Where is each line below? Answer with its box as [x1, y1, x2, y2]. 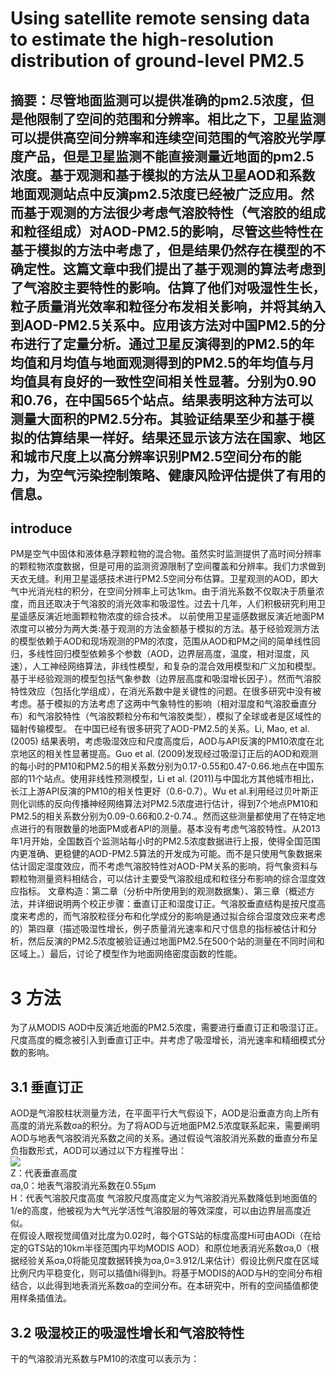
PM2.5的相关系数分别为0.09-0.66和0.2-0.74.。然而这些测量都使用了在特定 [10, 810, 317, 822]
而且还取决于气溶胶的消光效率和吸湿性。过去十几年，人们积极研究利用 [27, 598, 317, 610]
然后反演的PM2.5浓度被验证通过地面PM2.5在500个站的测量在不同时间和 [27, 935, 325, 947]
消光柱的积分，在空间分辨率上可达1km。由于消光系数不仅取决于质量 [36, 585, 316, 597]
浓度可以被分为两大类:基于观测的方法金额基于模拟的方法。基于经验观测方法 [10, 623, 320, 635]
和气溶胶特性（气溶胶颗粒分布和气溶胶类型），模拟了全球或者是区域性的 [27, 710, 322, 722]
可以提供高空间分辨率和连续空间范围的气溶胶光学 [10, 129, 313, 146]
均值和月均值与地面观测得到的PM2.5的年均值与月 [10, 354, 315, 371]
